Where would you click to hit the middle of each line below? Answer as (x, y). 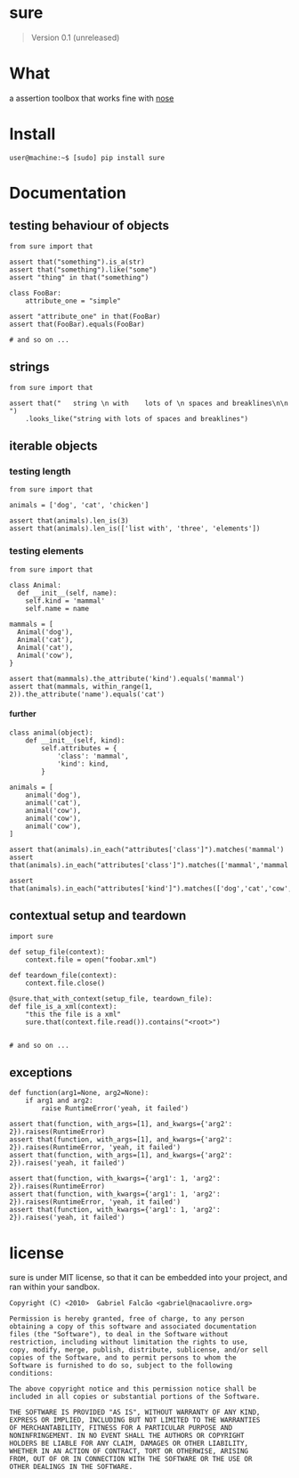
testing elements (47, 551)
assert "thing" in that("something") (79, 277)
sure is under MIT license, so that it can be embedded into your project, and (148, 1278)
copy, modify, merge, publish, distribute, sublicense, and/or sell (139, 1350)
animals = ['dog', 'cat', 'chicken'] (79, 506)
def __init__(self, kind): (75, 740)
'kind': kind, (83, 764)
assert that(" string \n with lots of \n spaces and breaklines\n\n (149, 403)
